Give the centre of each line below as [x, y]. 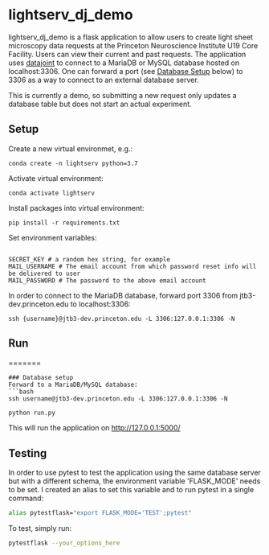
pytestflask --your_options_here [64, 543]
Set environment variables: [53, 237]
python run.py [32, 413]
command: [26, 498]
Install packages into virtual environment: [76, 208]
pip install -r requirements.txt [64, 223]
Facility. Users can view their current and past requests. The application [127, 54]
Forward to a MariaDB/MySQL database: [73, 384]
